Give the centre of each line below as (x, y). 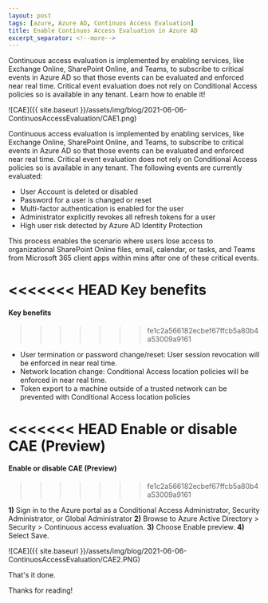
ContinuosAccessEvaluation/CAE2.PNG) (75, 560)
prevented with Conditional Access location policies (105, 396)
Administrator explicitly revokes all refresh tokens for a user (118, 217)
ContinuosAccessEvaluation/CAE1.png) (73, 118)
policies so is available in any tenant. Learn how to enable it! (107, 95)
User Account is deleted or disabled (79, 191)
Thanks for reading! (41, 590)
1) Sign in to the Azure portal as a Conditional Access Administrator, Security (134, 510)
